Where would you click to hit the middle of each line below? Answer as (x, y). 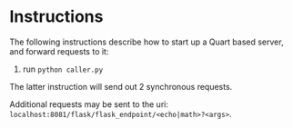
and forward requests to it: (59, 51)
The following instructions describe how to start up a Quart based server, (146, 42)
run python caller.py (63, 69)
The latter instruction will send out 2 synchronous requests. (121, 86)
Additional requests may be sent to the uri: (89, 104)
